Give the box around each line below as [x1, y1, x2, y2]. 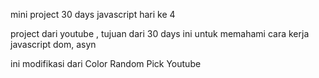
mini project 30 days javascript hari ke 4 [10, 9, 176, 20]
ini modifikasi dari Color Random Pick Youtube [10, 58, 202, 69]
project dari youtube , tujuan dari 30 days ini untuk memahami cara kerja [10, 28, 310, 39]
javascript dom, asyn [10, 39, 97, 50]
